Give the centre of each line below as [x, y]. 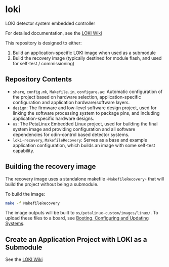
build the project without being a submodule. [52, 184]
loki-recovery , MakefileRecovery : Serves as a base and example [80, 140]
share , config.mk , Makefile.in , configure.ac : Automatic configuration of [88, 92]
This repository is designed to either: [44, 43]
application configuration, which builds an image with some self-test [84, 145]
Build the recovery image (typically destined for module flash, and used [87, 58]
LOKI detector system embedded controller [50, 23]
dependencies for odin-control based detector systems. [71, 135]
